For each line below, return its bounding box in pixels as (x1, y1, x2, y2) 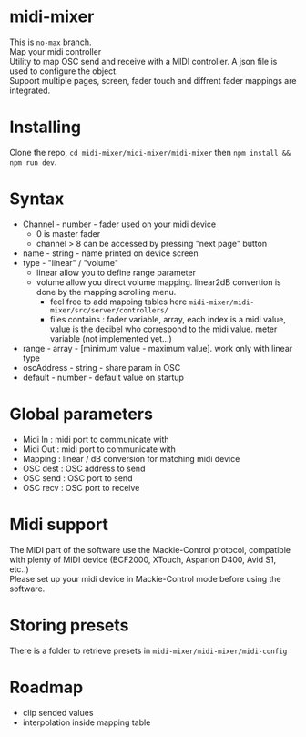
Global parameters (9, 404, 153, 425)
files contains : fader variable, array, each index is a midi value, (49, 313, 287, 324)
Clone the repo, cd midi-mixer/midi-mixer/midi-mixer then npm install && (9, 147, 291, 158)
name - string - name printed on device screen (22, 248, 199, 259)
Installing (9, 117, 82, 138)
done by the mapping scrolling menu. (36, 286, 177, 297)
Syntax (9, 189, 65, 210)
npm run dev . (9, 157, 57, 168)
